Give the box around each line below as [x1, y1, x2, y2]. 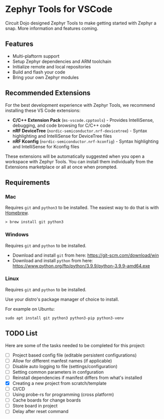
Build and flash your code [12, 69, 65, 75]
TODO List [5, 329, 37, 338]
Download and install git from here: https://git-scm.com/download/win [12, 252, 159, 258]
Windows [5, 231, 29, 238]
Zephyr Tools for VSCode [5, 3, 112, 15]
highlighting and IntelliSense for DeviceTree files [12, 133, 112, 139]
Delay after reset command [12, 409, 69, 415]
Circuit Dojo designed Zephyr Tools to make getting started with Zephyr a [5, 20, 156, 26]
